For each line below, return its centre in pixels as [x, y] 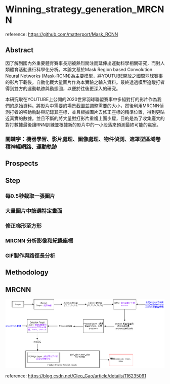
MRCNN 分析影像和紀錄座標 [39, 241]
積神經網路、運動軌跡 [31, 147]
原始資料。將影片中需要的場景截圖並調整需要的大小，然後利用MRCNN [87, 106]
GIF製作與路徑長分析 [30, 256]
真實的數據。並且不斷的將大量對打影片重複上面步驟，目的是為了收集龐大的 [87, 118]
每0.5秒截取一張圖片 [30, 196]
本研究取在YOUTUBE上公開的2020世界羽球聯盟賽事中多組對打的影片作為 [81, 99]
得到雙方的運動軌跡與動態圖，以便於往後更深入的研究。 [63, 88]
